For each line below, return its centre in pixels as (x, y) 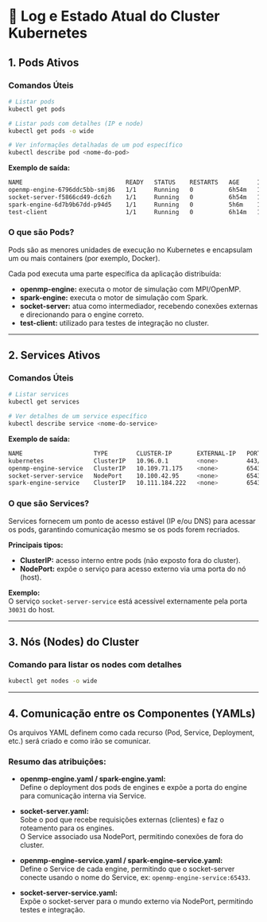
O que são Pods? (41, 232)
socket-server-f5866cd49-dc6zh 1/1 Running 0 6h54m (128, 197)
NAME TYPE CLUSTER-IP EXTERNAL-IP (122, 453)
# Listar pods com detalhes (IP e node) (76, 123)
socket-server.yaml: (54, 811)
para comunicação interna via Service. (83, 796)
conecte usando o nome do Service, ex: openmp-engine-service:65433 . (135, 877)
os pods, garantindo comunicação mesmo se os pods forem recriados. (124, 529)
